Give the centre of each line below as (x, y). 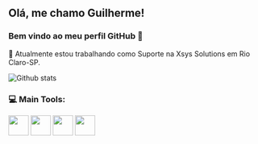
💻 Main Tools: (37, 99)
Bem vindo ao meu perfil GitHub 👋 (76, 36)
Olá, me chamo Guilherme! (77, 13)
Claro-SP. (24, 62)
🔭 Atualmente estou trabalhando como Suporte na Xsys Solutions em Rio (129, 53)
